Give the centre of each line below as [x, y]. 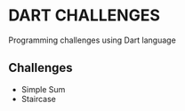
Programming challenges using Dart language [92, 40]
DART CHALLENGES [84, 16]
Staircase [39, 99]
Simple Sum [43, 89]
